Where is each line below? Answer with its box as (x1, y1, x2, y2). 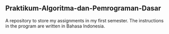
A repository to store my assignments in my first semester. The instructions (5, 17, 164, 23)
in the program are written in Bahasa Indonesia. (5, 23, 105, 29)
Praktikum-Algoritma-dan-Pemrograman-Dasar (5, 4, 161, 13)
